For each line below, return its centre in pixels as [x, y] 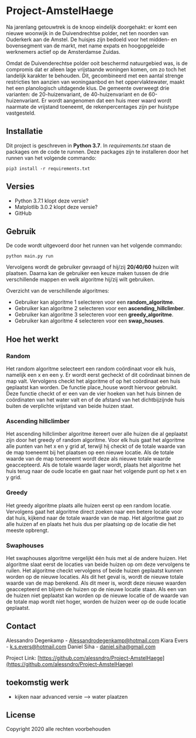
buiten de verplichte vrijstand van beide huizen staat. [70, 406]
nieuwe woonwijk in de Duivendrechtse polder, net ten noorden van [87, 33]
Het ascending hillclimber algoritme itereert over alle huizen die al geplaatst [97, 434]
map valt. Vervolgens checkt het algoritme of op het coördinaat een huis [93, 381]
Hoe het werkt [32, 339]
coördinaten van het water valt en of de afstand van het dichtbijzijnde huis [96, 400]
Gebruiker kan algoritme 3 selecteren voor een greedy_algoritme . [94, 315]
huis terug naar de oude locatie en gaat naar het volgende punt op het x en [96, 471]
